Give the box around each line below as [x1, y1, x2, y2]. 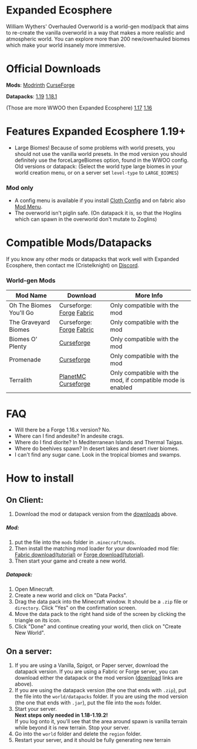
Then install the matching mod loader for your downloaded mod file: [14, 545, 179, 552]
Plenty [9, 342, 27, 350]
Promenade [9, 356, 41, 364]
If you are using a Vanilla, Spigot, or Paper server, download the [14, 662, 169, 669]
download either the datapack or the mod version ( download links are [14, 675, 183, 682]
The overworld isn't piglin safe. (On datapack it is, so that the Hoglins [14, 209, 182, 217]
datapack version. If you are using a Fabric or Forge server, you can [14, 668, 179, 675]
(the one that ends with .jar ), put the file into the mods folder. [14, 699, 162, 706]
